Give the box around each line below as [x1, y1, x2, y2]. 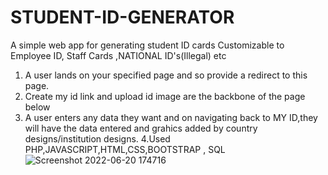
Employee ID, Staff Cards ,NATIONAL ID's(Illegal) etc [10, 49, 227, 61]
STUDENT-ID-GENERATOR [10, 6, 235, 29]
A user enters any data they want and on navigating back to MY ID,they [24, 111, 318, 123]
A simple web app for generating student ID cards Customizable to [10, 39, 285, 51]
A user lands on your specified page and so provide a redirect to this [24, 69, 308, 81]
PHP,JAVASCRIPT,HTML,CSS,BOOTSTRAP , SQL [24, 143, 226, 155]
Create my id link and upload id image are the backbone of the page [24, 90, 306, 102]
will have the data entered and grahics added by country [24, 122, 258, 134]
